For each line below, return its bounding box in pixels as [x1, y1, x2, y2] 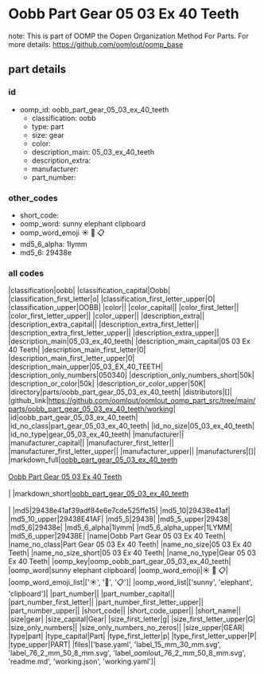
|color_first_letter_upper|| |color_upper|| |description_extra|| [8, 312, 205, 321]
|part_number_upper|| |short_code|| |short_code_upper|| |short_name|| [8, 606, 241, 616]
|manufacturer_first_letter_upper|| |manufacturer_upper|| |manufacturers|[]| [8, 447, 256, 457]
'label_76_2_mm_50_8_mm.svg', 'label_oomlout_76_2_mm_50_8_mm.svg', [8, 649, 247, 658]
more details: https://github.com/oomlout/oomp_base [8, 39, 184, 49]
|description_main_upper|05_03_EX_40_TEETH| [8, 362, 164, 371]
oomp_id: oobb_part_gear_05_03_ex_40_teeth [19, 104, 169, 114]
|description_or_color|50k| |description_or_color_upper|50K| [8, 379, 206, 389]
